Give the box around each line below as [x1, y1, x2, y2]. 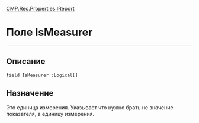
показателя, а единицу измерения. [6, 110, 95, 117]
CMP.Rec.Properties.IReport [6, 5, 75, 12]
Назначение [6, 88, 54, 98]
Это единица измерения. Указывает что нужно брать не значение [6, 103, 174, 111]
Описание [6, 56, 46, 67]
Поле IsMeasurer [6, 26, 93, 39]
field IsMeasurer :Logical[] [6, 72, 78, 78]
